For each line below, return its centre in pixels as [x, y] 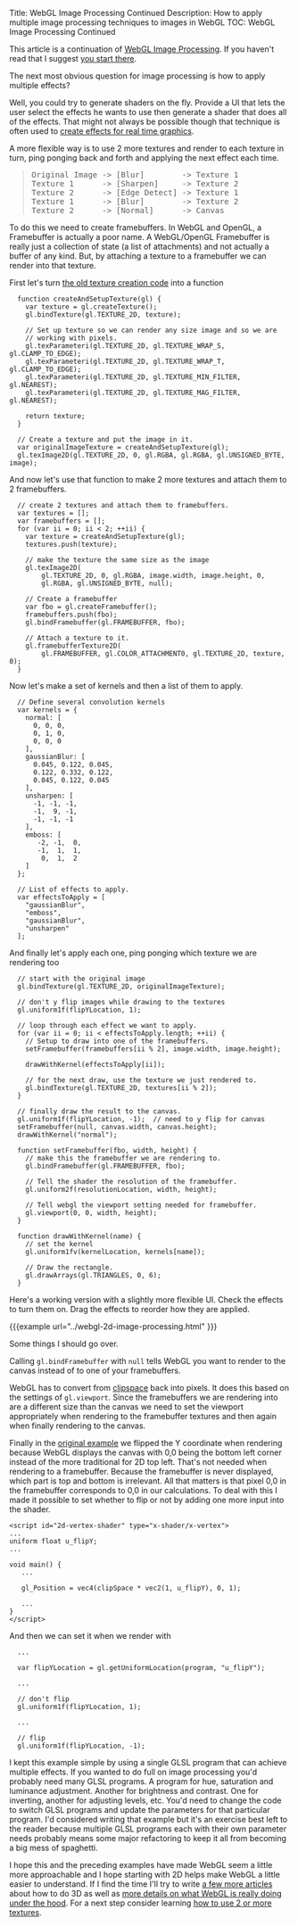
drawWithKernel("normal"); [67, 1135]
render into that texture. [53, 265]
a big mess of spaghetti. [54, 1847]
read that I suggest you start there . [73, 58]
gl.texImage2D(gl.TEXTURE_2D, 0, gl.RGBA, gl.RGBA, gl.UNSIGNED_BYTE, [151, 455]
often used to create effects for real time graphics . [102, 131]
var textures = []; [54, 513]
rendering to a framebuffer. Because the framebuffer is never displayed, [141, 1471]
